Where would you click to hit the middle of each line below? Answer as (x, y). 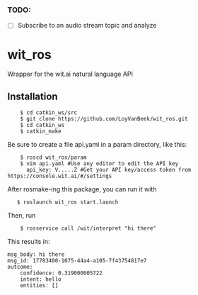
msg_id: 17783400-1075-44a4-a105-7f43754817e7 (77, 261)
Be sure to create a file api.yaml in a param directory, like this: (97, 145)
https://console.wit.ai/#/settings (60, 176)
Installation (33, 96)
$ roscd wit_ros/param (53, 157)
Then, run (22, 216)
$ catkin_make (41, 132)
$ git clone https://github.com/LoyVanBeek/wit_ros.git (104, 119)
